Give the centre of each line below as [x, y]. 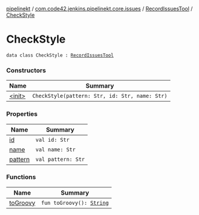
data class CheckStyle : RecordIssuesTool [60, 55]
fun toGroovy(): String [75, 203]
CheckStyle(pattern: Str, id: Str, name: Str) [100, 96]
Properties [22, 114]
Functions [21, 177]
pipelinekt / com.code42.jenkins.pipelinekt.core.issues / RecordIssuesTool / [99, 9]
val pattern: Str [60, 159]
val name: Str [56, 149]
